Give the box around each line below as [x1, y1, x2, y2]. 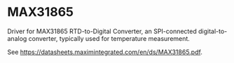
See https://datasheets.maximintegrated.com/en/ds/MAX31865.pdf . [7, 48, 203, 56]
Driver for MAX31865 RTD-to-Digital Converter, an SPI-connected [7, 27, 198, 35]
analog [7, 34, 27, 42]
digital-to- [198, 27, 228, 35]
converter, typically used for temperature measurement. [28, 34, 191, 42]
